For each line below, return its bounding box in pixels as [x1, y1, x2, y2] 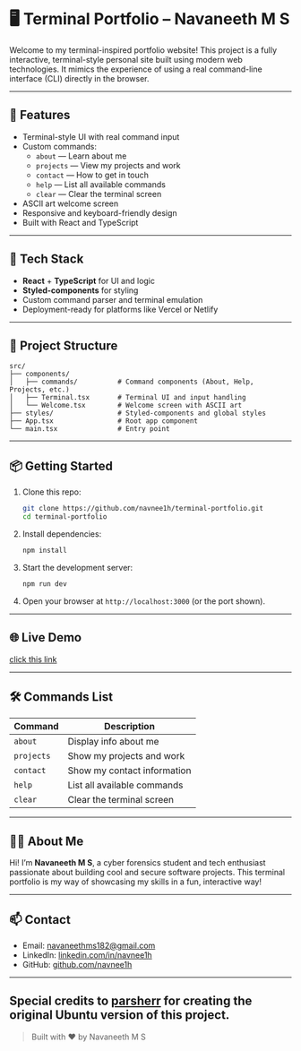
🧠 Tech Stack [9, 252, 84, 267]
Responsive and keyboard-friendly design [21, 207, 177, 218]
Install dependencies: [21, 528, 102, 539]
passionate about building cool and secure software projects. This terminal [9, 867, 285, 878]
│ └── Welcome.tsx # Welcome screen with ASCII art [9, 401, 243, 410]
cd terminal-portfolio [21, 513, 107, 521]
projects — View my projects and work [35, 159, 181, 170]
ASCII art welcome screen [21, 198, 119, 209]
